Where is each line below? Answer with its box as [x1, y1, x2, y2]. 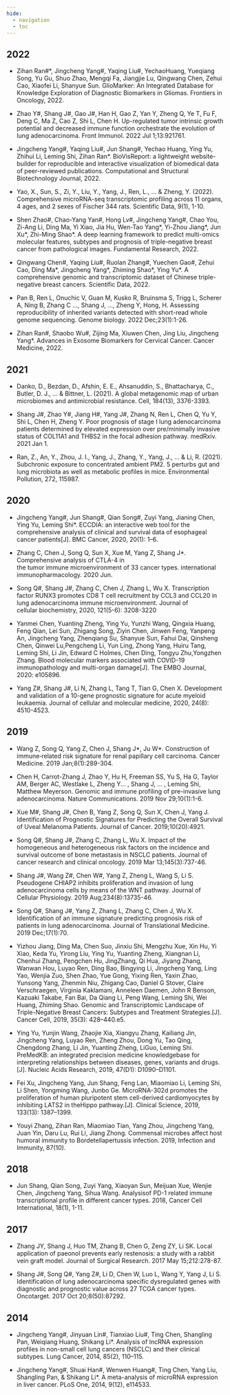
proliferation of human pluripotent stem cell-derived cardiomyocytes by [16, 1093, 220, 1102]
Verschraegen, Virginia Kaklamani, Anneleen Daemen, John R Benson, [16, 986, 216, 994]
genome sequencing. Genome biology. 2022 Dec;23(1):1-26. [16, 315, 188, 324]
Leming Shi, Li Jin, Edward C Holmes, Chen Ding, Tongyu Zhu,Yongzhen [16, 648, 222, 656]
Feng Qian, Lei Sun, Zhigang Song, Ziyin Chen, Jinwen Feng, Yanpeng [16, 626, 216, 635]
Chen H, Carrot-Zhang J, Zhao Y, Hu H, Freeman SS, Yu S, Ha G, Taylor [16, 772, 219, 781]
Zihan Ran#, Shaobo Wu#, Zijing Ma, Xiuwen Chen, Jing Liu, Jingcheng [16, 329, 219, 338]
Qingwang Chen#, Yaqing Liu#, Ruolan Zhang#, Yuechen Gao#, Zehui [16, 258, 215, 266]
